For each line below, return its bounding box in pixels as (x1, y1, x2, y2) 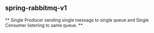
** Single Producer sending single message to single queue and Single (5, 17, 149, 23)
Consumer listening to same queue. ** (5, 22, 83, 28)
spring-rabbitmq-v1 (5, 4, 67, 12)
